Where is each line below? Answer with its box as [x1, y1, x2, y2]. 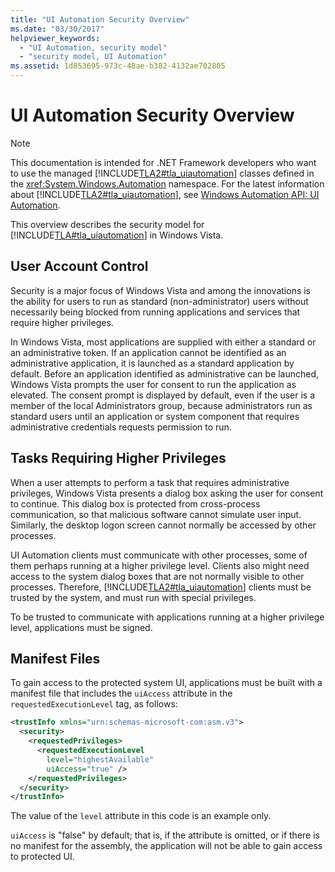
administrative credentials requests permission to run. [10, 421, 232, 433]
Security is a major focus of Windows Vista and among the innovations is [10, 284, 312, 296]
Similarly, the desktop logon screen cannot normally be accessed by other [10, 519, 317, 531]
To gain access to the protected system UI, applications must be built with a [10, 677, 323, 689]
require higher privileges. [10, 316, 114, 328]
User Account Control [10, 258, 149, 275]
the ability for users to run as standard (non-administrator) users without [10, 295, 309, 307]
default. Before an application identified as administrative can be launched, [10, 367, 320, 380]
